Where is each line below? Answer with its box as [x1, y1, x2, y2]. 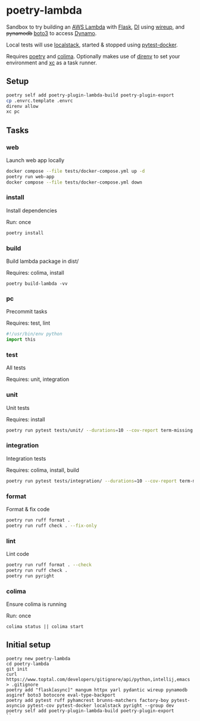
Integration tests [6, 455, 46, 462]
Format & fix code [6, 506, 50, 513]
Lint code [6, 551, 30, 558]
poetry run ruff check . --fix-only [6, 523, 97, 529]
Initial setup [6, 640, 51, 650]
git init [6, 666, 28, 672]
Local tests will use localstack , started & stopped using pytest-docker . [6, 41, 178, 48]
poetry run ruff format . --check [6, 562, 92, 568]
